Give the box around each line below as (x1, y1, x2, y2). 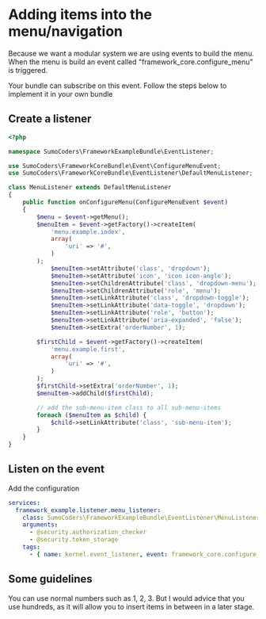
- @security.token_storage (28, 536, 119, 544)
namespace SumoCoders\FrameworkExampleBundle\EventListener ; (8, 147, 215, 155)
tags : (22, 543, 41, 552)
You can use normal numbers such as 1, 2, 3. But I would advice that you (8, 593, 245, 603)
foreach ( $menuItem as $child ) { (36, 411, 147, 419)
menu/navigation (8, 22, 123, 40)
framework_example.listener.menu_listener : (15, 506, 161, 514)
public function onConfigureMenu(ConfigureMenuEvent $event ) (22, 198, 228, 206)
